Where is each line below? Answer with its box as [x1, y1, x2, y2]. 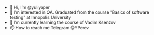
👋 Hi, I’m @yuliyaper [9, 5, 50, 10]
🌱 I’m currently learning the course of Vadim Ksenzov [9, 19, 116, 25]
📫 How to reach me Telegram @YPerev [9, 25, 89, 30]
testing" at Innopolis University [9, 15, 71, 20]
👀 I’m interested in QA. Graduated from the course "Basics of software [9, 9, 150, 15]
